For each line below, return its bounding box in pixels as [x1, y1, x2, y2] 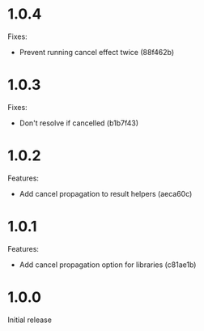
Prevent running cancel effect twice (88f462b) [19, 47, 175, 57]
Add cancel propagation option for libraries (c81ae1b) [19, 260, 197, 269]
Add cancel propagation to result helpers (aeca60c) [19, 189, 193, 198]
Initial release [7, 315, 52, 325]
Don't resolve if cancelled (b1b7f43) [19, 118, 139, 128]
